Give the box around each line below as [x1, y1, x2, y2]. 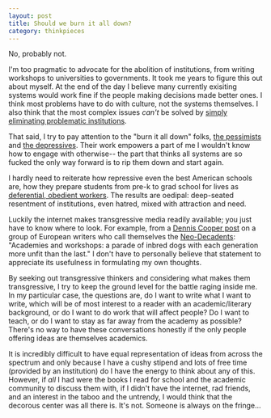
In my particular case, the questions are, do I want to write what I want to [8, 290, 252, 300]
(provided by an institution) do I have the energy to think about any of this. [8, 366, 256, 376]
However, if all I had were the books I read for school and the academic [8, 375, 247, 385]
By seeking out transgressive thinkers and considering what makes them [8, 273, 251, 283]
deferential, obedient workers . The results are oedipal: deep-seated [8, 191, 235, 201]
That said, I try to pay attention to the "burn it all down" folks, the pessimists [8, 132, 261, 141]
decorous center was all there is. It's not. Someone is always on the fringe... [8, 401, 261, 411]
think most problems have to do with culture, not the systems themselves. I [8, 99, 259, 109]
